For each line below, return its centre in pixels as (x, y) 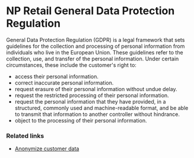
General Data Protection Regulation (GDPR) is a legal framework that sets (96, 40)
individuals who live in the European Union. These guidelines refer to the (95, 52)
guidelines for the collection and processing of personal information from (96, 46)
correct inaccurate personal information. (64, 83)
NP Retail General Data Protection (90, 11)
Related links (25, 136)
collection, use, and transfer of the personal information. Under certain (93, 59)
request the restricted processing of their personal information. (92, 95)
